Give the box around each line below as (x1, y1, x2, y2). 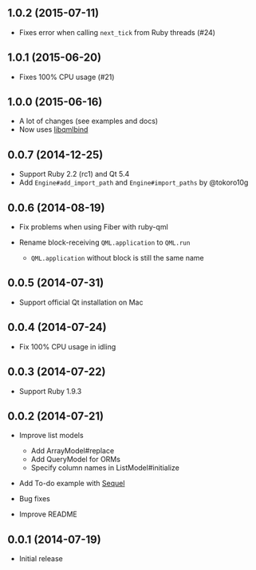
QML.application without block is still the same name (30, 253, 204, 263)
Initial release (18, 554, 63, 564)
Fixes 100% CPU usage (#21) (18, 72, 115, 82)
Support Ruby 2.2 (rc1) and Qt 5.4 (18, 169, 130, 179)
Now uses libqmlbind (18, 125, 89, 134)
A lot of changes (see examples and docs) (18, 116, 159, 126)
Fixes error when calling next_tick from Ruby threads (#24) (18, 27, 216, 37)
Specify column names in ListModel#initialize (30, 463, 180, 472)
